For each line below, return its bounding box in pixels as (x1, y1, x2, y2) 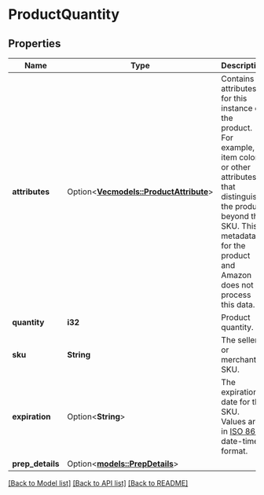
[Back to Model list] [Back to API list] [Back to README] (8, 478, 189, 488)
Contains (221, 73, 255, 84)
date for (221, 397, 251, 407)
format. (221, 445, 248, 456)
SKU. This (221, 221, 258, 231)
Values (221, 416, 246, 427)
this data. (221, 299, 255, 310)
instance (221, 103, 253, 113)
